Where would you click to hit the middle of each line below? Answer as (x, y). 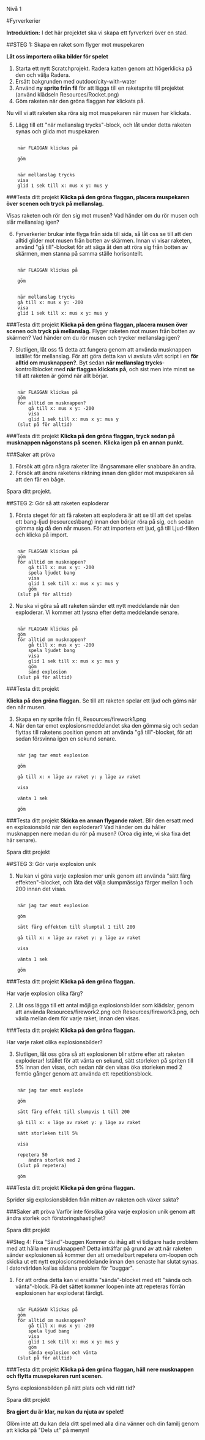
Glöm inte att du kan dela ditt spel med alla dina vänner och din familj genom (103, 1423)
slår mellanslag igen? (33, 222)
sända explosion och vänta (63, 1353)
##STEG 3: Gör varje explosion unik (51, 864)
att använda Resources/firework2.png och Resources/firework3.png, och (107, 1012)
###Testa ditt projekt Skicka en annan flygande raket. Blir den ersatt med (100, 820)
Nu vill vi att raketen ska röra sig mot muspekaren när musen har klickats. (99, 113)
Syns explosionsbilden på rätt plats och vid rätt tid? (71, 1388)
